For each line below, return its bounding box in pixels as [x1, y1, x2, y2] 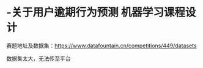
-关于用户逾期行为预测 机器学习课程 [6, 5, 185, 19]
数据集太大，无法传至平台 [6, 55, 71, 62]
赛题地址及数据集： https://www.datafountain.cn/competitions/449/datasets [6, 42, 197, 49]
